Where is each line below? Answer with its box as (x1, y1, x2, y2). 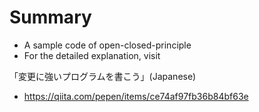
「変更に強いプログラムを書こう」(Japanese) (9, 70, 197, 82)
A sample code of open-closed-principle (23, 39, 192, 51)
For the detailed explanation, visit (23, 49, 161, 61)
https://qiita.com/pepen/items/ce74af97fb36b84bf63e (23, 90, 249, 102)
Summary (9, 6, 92, 29)
